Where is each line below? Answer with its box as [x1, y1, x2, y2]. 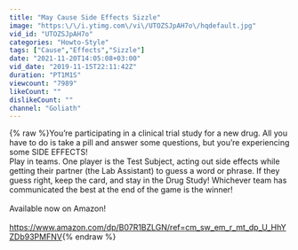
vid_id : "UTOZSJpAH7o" [9, 29, 93, 38]
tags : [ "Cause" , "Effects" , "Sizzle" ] [9, 46, 145, 55]
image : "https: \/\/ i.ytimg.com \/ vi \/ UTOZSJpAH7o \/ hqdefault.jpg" [9, 21, 256, 30]
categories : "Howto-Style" [9, 37, 109, 47]
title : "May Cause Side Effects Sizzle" [9, 12, 162, 22]
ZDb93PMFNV [9, 231, 62, 242]
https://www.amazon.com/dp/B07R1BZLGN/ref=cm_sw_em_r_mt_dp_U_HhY [9, 223, 286, 233]
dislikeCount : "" [9, 95, 74, 105]
